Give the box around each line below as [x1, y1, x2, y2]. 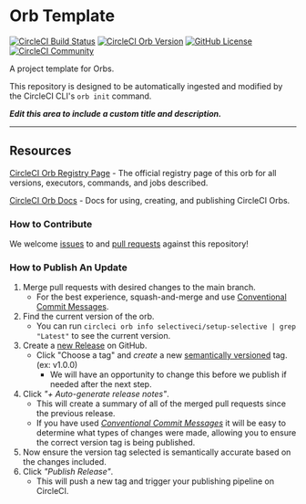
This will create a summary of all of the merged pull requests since [36, 398, 287, 409]
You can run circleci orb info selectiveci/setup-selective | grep [36, 320, 296, 331]
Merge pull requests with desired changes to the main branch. [22, 282, 257, 293]
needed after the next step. [49, 379, 152, 390]
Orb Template [9, 5, 116, 26]
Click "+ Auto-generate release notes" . [22, 389, 170, 400]
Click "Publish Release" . [22, 467, 114, 478]
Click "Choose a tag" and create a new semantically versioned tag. [36, 350, 288, 361]
